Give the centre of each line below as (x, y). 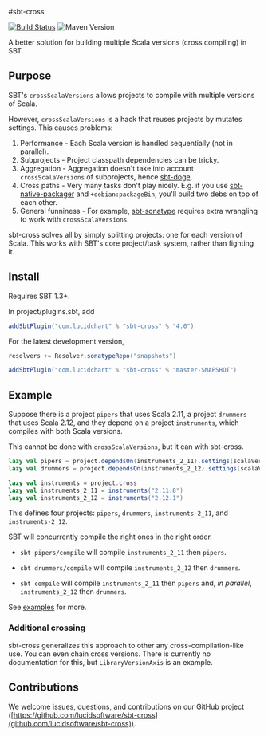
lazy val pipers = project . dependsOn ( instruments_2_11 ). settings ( (121, 462)
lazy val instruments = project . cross (73, 483)
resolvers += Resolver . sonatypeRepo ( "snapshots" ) (93, 356)
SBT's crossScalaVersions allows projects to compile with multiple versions (132, 95)
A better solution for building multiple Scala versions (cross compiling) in (128, 42)
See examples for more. (47, 607)
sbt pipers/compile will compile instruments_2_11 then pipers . (123, 553)
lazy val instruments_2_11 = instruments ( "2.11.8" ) (96, 490)
